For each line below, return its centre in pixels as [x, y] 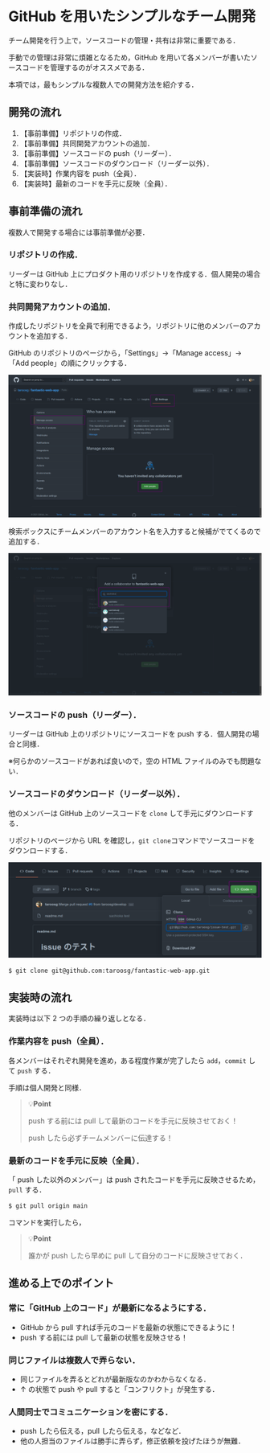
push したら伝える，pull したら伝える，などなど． [103, 1431]
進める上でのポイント [61, 1283]
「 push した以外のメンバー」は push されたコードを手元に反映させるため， [134, 1180]
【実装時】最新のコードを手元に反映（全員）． [96, 183]
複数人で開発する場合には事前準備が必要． [79, 232]
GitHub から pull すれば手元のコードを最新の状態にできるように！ [128, 1327]
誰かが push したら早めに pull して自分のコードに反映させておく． [137, 1255]
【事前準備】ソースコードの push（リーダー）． [98, 153]
